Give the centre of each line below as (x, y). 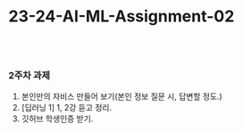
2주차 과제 (29, 75)
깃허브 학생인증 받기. (57, 119)
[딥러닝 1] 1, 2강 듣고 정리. (67, 108)
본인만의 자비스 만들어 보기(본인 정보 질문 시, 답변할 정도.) (121, 96)
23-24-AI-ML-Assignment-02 (121, 16)
